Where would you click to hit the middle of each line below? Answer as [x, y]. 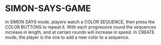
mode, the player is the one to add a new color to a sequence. [67, 37]
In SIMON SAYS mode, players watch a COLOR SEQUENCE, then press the [80, 22]
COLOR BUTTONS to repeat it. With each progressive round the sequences [80, 27]
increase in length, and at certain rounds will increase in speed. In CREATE [80, 32]
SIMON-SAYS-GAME [48, 8]
